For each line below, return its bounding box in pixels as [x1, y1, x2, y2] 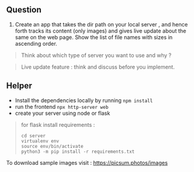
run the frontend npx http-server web [14, 103, 108, 110]
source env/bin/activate [20, 143, 84, 149]
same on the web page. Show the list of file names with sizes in [14, 33, 173, 41]
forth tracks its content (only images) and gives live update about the [14, 27, 187, 34]
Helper [6, 81, 33, 91]
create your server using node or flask [14, 109, 110, 117]
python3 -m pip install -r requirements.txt [20, 149, 135, 155]
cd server [20, 132, 46, 139]
